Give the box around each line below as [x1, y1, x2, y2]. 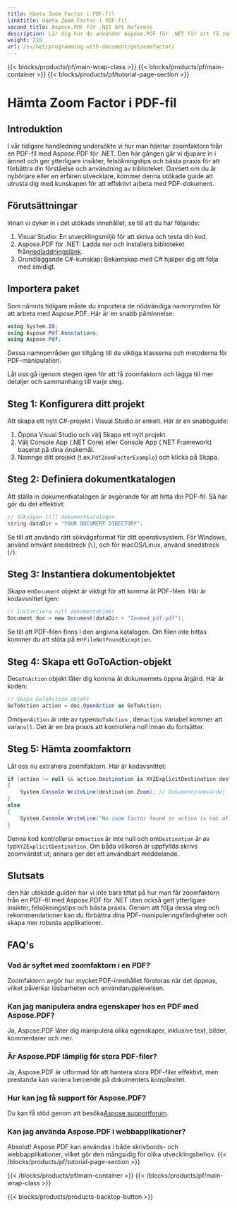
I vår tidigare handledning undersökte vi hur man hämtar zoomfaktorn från [7, 142, 223, 150]
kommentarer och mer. [7, 1034, 74, 1043]
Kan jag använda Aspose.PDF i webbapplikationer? [7, 1126, 186, 1136]
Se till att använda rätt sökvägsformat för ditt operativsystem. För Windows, [7, 533, 227, 541]
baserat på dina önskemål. [17, 446, 95, 454]
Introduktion [7, 123, 63, 135]
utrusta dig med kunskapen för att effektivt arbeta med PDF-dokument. [7, 180, 214, 187]
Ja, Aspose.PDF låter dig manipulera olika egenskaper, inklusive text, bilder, [7, 1026, 228, 1035]
